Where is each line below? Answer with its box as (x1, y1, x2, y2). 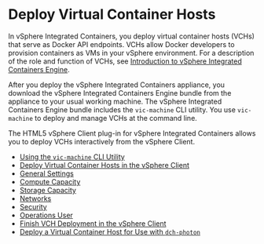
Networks (19, 194, 52, 203)
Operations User (19, 210, 73, 220)
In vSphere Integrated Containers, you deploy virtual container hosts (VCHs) (8, 31, 255, 41)
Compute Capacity (19, 177, 81, 186)
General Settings (19, 169, 75, 178)
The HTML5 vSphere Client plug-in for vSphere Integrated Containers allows (8, 128, 256, 138)
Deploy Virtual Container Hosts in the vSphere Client (19, 160, 190, 169)
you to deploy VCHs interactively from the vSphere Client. (8, 137, 195, 146)
